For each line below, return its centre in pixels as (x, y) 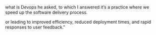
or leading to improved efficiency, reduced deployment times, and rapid (78, 22)
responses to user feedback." (35, 27)
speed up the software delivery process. (46, 12)
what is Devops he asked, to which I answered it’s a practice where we (77, 7)
